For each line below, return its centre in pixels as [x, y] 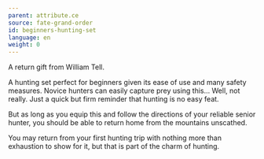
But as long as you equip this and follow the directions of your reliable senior [132, 114]
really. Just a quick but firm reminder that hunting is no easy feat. [114, 99]
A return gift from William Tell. [56, 67]
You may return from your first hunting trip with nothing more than [115, 138]
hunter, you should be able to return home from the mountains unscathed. [128, 123]
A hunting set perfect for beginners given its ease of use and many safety [127, 83]
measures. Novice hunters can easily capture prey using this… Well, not [124, 91]
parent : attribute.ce [44, 15]
